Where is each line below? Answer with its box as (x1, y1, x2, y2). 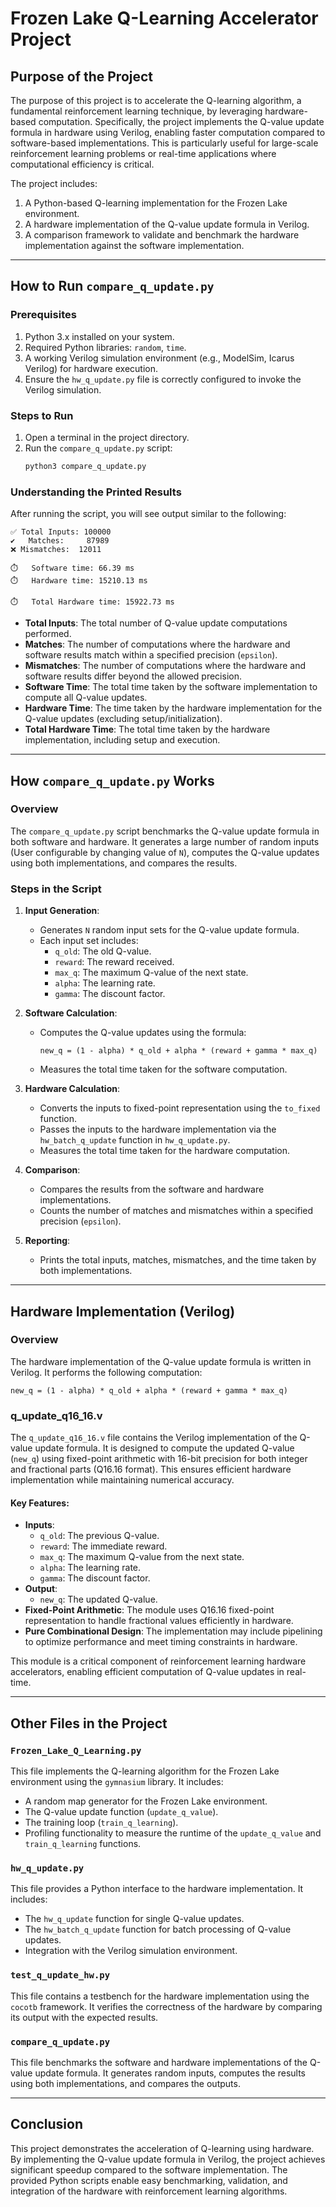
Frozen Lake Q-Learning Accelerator (10, 7, 319, 30)
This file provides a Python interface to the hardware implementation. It (10, 1883, 304, 1895)
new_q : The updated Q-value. (39, 1593, 158, 1606)
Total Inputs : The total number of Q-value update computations (24, 617, 288, 629)
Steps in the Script (10, 882, 102, 896)
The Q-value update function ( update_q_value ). (24, 1806, 219, 1818)
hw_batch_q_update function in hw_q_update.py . (39, 1134, 231, 1146)
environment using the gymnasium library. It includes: (10, 1776, 224, 1788)
